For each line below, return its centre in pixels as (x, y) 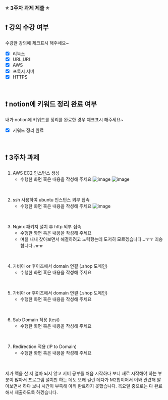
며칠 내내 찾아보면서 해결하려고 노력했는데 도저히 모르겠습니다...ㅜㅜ (87, 239)
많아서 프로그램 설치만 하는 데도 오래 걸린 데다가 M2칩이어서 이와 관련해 (85, 379)
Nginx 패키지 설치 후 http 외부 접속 (47, 226)
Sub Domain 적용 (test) (36, 320)
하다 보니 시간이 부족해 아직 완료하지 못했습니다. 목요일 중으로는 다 (88, 386)
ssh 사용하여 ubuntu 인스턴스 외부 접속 (51, 199)
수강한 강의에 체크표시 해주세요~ (37, 43)
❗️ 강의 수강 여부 (27, 28)
